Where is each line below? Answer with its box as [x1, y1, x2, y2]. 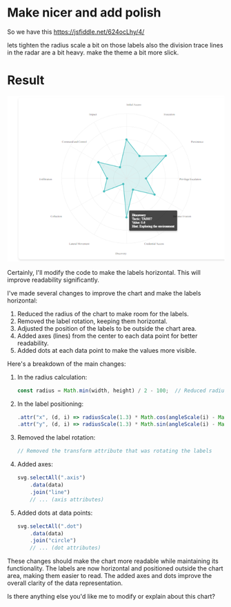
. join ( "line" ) [30, 488, 70, 495]
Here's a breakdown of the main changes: [7, 360, 126, 368]
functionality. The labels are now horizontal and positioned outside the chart [7, 564, 223, 573]
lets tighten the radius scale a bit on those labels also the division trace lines [7, 41, 223, 49]
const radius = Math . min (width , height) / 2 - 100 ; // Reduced [17, 387, 206, 394]
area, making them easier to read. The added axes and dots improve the [7, 572, 212, 580]
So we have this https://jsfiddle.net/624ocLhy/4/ [7, 28, 145, 36]
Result [7, 72, 45, 88]
